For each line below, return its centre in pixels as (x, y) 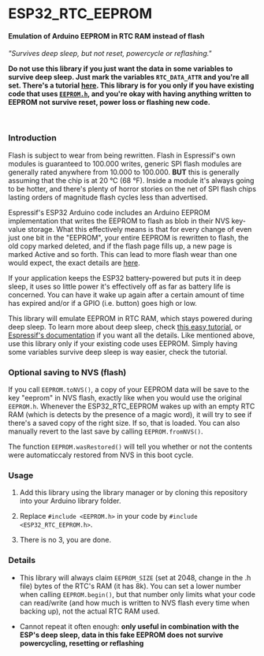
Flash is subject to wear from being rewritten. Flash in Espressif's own (122, 155)
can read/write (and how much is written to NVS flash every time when (134, 602)
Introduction (32, 138)
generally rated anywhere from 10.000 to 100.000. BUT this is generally (124, 172)
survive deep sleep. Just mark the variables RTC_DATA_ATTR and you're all (129, 77)
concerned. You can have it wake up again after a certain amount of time (126, 294)
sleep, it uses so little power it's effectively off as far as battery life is (119, 286)
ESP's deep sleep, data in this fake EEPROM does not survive (121, 635)
